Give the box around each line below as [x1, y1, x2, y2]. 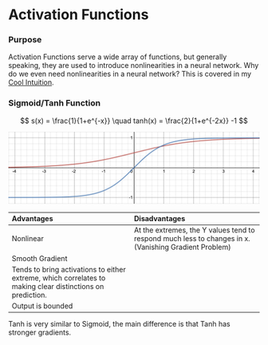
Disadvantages [134, 214, 186, 223]
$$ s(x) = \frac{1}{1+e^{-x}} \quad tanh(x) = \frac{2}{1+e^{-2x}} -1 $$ [19, 116, 249, 125]
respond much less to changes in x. [134, 234, 250, 244]
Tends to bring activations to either [11, 264, 126, 274]
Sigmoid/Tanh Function [8, 97, 101, 109]
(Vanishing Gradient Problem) [134, 242, 231, 252]
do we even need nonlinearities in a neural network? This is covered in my [8, 69, 252, 79]
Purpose [8, 34, 42, 46]
